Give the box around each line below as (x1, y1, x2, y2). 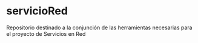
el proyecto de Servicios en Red (6, 30, 86, 37)
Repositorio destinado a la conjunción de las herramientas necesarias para (6, 24, 193, 31)
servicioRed (6, 4, 68, 18)
